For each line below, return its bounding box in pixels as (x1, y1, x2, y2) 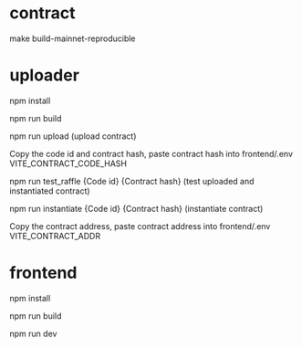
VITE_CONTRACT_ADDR (9, 230, 101, 241)
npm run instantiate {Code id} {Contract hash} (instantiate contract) (9, 203, 264, 214)
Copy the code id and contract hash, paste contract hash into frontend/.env (9, 148, 294, 159)
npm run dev (9, 328, 57, 339)
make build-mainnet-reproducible (9, 33, 136, 44)
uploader (9, 65, 80, 86)
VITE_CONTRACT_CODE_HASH (9, 158, 128, 169)
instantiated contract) (9, 185, 90, 196)
